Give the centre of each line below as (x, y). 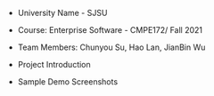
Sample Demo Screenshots (68, 82)
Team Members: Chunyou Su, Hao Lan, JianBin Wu (111, 47)
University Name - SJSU (62, 13)
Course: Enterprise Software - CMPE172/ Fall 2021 (110, 30)
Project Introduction (54, 64)
